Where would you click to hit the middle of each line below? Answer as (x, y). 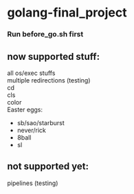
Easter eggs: (25, 109)
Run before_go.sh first (45, 34)
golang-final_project (67, 13)
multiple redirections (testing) (49, 80)
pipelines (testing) (33, 183)
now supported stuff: (54, 56)
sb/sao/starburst (41, 122)
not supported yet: (48, 166)
